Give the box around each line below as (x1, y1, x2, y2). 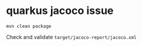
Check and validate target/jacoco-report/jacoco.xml (6, 33, 137, 40)
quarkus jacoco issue (6, 4, 114, 17)
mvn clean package (6, 23, 51, 29)
